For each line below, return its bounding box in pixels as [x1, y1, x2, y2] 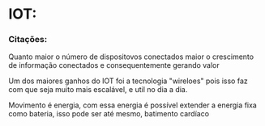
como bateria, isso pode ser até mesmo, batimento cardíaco [8, 109, 209, 119]
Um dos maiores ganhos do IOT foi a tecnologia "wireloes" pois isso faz [8, 76, 249, 86]
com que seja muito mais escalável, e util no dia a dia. [8, 85, 188, 94]
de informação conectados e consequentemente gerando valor [8, 61, 220, 70]
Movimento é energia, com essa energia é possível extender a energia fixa [8, 100, 257, 110]
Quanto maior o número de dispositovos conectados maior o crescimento [8, 52, 254, 61]
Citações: [8, 34, 48, 45]
